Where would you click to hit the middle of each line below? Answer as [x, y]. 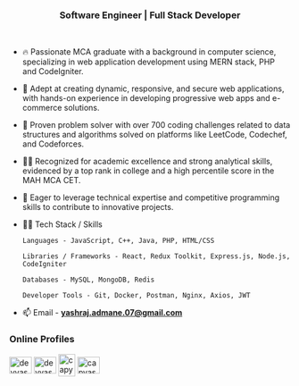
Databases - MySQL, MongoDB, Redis [88, 280]
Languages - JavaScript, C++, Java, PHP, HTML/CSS [118, 241]
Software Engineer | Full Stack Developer [150, 15]
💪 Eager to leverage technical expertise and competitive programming [150, 197]
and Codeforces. [53, 144]
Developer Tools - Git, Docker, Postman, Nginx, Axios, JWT [136, 296]
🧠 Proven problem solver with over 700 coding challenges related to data [156, 125]
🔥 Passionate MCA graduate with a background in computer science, [149, 52]
